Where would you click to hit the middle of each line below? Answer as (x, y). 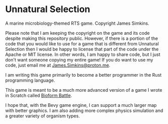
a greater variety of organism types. (43, 116)
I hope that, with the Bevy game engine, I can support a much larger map (81, 105)
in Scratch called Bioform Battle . (39, 95)
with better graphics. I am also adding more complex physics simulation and (84, 110)
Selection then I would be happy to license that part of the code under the (82, 49)
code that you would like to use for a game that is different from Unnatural (82, 43)
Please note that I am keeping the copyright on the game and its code (77, 33)
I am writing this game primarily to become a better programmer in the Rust (83, 75)
